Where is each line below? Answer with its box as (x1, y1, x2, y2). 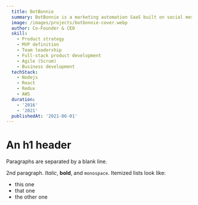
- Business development (16, 63, 75, 70)
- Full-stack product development (16, 53, 101, 58)
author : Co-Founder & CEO (11, 25, 75, 31)
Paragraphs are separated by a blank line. (6, 158, 108, 165)
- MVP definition (16, 42, 60, 48)
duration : (11, 96, 35, 102)
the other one (14, 193, 48, 201)
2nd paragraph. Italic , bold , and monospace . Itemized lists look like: (6, 170, 166, 177)
